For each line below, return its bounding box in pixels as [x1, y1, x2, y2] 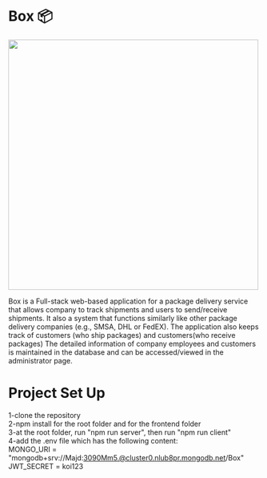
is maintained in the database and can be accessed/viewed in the [8, 347, 224, 357]
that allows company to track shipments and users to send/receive [8, 304, 228, 314]
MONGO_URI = [8, 444, 58, 454]
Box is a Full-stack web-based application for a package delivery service [8, 296, 249, 306]
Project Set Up [8, 384, 106, 402]
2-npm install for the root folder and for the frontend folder [8, 419, 201, 428]
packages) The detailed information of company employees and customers [8, 339, 257, 348]
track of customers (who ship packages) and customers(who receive [8, 330, 236, 339]
